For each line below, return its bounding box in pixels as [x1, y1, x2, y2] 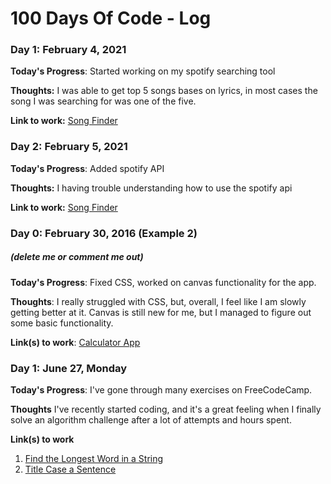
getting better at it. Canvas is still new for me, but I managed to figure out [10, 306, 312, 318]
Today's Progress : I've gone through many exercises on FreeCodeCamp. [10, 383, 313, 396]
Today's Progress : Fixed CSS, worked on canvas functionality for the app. [10, 276, 317, 288]
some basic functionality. [10, 317, 114, 329]
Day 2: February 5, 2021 [10, 140, 128, 154]
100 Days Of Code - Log [10, 7, 212, 30]
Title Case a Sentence [24, 463, 117, 475]
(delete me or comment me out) [10, 251, 144, 263]
